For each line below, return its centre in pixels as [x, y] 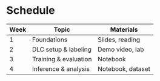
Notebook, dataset [124, 68]
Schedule [31, 10]
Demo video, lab [121, 49]
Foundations [50, 40]
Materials [124, 29]
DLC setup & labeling [62, 49]
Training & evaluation [62, 59]
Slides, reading [119, 40]
